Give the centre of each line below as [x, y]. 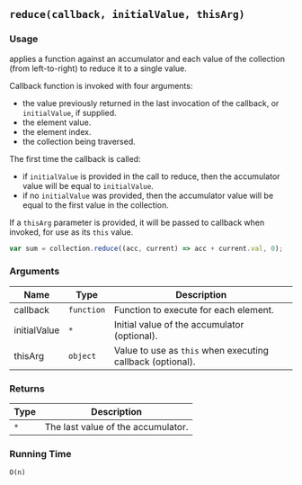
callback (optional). [155, 362]
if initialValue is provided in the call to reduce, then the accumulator [151, 176]
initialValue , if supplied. [69, 112]
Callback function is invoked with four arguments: [101, 85]
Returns [27, 389]
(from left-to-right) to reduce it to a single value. [98, 68]
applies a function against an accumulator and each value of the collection [147, 58]
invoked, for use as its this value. [71, 232]
